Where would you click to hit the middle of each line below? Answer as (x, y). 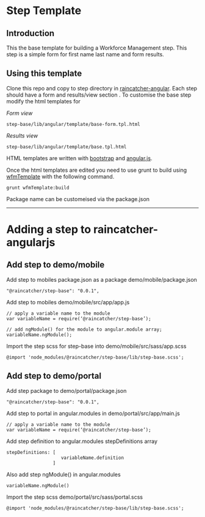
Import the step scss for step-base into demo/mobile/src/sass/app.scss (96, 346)
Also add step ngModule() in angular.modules (63, 474)
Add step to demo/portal (54, 376)
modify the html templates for (44, 101)
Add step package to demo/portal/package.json (67, 391)
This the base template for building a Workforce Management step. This (97, 48)
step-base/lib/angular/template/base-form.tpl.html (73, 124)
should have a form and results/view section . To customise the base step (99, 95)
